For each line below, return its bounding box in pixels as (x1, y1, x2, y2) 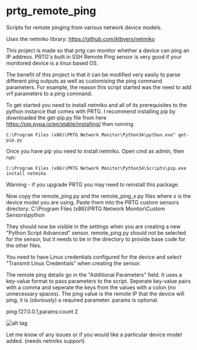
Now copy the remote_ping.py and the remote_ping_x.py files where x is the (6, 192, 191, 200)
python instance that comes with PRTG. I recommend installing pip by (6, 108, 176, 115)
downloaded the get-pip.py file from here (6, 114, 107, 121)
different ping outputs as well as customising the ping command (6, 77, 163, 84)
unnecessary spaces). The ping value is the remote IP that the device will (6, 290, 185, 297)
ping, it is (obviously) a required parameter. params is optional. (6, 296, 159, 304)
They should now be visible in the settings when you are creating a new (6, 223, 181, 230)
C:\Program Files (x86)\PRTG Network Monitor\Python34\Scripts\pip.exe (6, 165, 186, 171)
